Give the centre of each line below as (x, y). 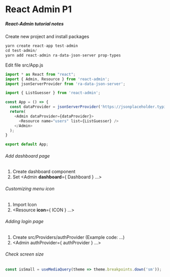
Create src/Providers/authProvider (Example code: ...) (69, 237)
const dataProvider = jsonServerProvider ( (55, 107)
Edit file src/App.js (24, 65)
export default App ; (27, 144)
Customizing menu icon (30, 189)
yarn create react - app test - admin (42, 46)
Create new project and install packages (47, 37)
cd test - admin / (21, 51)
